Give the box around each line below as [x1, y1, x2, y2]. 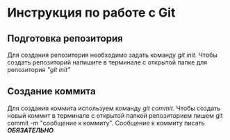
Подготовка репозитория [7, 33, 123, 44]
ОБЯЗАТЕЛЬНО [7, 126, 54, 134]
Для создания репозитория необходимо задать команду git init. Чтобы [7, 51, 217, 59]
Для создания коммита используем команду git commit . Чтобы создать [7, 104, 221, 112]
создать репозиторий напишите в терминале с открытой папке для [7, 58, 208, 67]
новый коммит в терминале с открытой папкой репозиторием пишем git [7, 111, 224, 119]
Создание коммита [7, 85, 96, 98]
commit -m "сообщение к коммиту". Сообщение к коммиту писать [7, 119, 205, 127]
